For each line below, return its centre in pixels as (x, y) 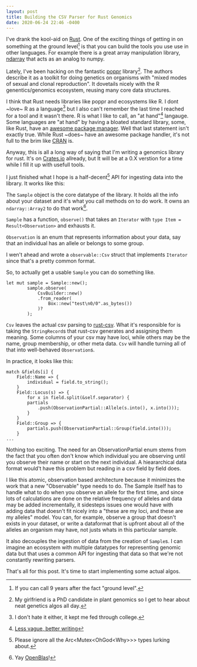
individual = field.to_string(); (68, 383)
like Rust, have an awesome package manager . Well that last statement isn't (98, 128)
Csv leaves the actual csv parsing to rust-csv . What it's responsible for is (94, 325)
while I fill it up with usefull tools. (45, 165)
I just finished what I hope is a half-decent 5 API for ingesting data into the (95, 177)
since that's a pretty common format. (51, 261)
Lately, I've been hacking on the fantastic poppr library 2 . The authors (89, 71)
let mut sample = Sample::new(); (47, 283)
